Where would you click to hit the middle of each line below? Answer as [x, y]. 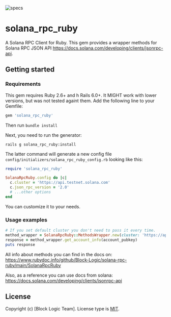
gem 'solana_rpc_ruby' [29, 115]
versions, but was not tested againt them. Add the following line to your [80, 101]
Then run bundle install [31, 125]
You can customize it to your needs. [43, 206]
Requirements [23, 84]
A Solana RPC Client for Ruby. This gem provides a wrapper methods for [81, 42]
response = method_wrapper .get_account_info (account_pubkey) [72, 240]
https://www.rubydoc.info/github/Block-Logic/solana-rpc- [66, 260]
